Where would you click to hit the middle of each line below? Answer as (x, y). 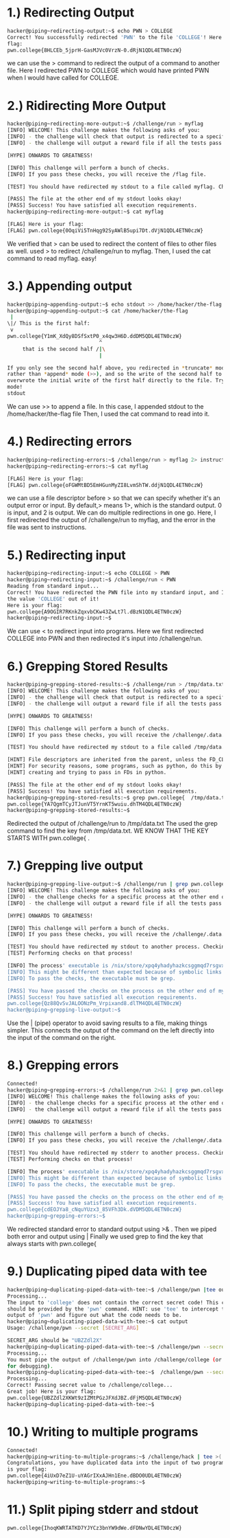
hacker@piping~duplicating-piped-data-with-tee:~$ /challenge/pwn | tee (111, 1289)
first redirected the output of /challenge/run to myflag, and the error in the (111, 520)
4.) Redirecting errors (69, 442)
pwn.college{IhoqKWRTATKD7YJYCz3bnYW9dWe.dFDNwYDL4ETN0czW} (95, 1528)
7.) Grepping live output (75, 866)
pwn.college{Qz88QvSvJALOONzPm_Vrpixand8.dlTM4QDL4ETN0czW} (95, 1004)
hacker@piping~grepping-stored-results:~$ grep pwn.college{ (96, 798)
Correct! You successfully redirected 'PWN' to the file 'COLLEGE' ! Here (115, 37)
